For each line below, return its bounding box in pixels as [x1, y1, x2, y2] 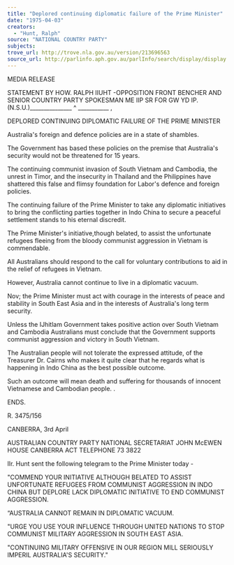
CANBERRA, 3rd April [7, 425, 68, 433]
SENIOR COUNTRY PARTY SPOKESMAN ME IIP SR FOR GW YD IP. [7, 96, 199, 104]
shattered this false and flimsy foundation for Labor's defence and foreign [7, 179, 220, 188]
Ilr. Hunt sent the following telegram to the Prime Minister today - [7, 459, 194, 468]
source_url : [7, 56, 42, 63]
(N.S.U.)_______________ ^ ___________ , [7, 103, 113, 112]
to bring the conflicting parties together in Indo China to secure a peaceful [7, 207, 221, 217]
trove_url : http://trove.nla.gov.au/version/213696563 [7, 50, 170, 57]
